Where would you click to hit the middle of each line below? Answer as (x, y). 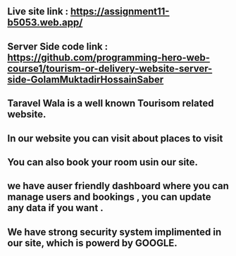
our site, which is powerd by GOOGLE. (92, 243)
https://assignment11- (120, 12)
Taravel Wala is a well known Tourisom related (111, 104)
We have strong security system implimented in (114, 232)
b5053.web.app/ (45, 23)
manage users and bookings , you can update (109, 197)
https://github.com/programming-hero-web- (108, 57)
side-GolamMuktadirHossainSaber (86, 79)
